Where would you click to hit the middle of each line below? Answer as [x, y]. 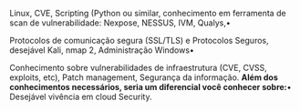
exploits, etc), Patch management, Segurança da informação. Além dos [144, 77]
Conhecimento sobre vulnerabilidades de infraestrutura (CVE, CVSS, [138, 68]
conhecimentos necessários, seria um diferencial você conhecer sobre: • [150, 87]
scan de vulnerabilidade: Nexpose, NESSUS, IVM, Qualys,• [120, 23]
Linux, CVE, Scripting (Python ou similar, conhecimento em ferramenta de [148, 13]
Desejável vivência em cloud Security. [81, 96]
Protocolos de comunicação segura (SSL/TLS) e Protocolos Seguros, [139, 40]
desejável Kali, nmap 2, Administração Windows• [102, 50]
